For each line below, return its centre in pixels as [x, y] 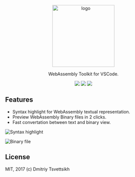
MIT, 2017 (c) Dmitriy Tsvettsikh [37, 169]
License [18, 157]
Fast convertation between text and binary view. [61, 122]
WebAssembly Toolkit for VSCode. [83, 74]
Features [19, 100]
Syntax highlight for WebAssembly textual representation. [71, 112]
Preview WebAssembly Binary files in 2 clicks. [59, 117]
